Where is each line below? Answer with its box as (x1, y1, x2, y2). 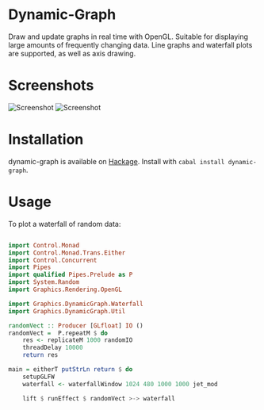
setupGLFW (22, 373, 55, 381)
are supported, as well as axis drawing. (8, 48, 136, 58)
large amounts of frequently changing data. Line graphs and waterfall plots (8, 40, 253, 49)
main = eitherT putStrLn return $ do (8, 366, 133, 374)
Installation (8, 131, 84, 148)
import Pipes (8, 263, 52, 271)
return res (22, 351, 59, 359)
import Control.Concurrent (8, 256, 98, 264)
